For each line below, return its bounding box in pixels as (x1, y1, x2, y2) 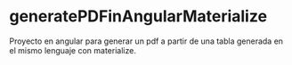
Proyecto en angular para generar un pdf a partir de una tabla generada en (9, 36, 283, 46)
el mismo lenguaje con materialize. (9, 45, 136, 55)
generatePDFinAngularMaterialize (9, 6, 268, 27)
